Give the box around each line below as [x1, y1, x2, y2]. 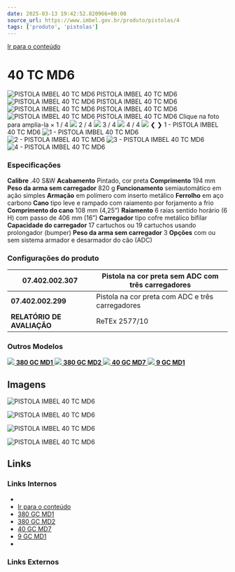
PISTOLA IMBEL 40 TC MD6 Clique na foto [97, 113, 220, 121]
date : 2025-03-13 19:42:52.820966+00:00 [7, 10, 127, 17]
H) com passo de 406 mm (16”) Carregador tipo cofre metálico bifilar [7, 213, 208, 222]
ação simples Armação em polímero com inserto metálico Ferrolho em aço [7, 191, 224, 199]
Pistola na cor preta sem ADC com [101, 271, 219, 280]
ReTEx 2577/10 [96, 316, 149, 326]
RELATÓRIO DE [10, 312, 62, 322]
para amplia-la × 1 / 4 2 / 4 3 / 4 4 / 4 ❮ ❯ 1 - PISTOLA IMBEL [7, 120, 219, 129]
